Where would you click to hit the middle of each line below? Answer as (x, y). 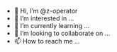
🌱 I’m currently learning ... (52, 26)
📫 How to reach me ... (47, 41)
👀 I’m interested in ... (44, 18)
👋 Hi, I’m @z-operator (46, 11)
